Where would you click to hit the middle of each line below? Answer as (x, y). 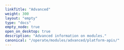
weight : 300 (17, 14)
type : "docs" (18, 23)
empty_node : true (22, 27)
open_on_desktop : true (28, 31)
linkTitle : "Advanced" (28, 9)
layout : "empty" (21, 18)
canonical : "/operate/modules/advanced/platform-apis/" (62, 40)
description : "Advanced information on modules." (56, 36)
